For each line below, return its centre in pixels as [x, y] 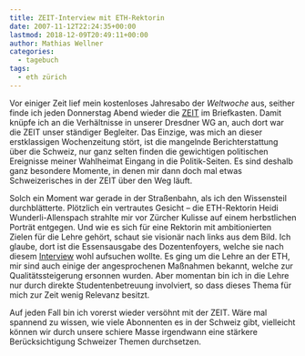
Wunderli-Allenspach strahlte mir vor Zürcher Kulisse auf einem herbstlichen [153, 217]
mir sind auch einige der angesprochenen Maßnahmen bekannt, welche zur [151, 266]
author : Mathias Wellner [56, 43]
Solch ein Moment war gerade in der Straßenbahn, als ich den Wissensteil [148, 198]
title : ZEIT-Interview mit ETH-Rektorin [87, 18]
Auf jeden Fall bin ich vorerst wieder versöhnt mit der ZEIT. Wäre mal [138, 312]
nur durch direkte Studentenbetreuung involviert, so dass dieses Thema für [151, 285]
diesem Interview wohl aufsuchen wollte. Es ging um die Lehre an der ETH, [150, 256]
